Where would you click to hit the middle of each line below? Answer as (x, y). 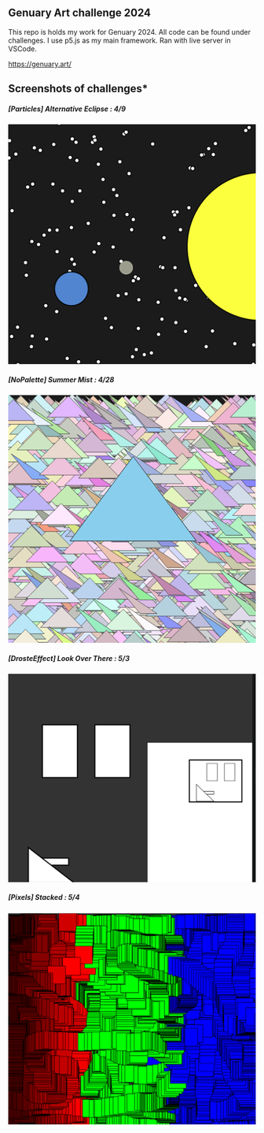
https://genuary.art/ (40, 64)
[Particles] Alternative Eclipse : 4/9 (67, 109)
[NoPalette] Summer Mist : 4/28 (61, 379)
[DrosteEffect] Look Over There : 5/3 (69, 658)
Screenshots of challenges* (78, 89)
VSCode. (23, 48)
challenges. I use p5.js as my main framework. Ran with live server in (119, 40)
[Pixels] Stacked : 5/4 (44, 897)
